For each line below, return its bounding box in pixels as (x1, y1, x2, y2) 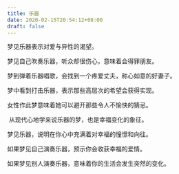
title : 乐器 (7, 10, 39, 17)
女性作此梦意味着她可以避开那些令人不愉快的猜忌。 (7, 101, 152, 109)
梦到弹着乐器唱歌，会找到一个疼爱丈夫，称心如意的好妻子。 (7, 72, 176, 80)
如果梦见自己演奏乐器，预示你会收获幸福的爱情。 (7, 145, 146, 153)
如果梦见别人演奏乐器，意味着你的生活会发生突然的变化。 (7, 160, 170, 168)
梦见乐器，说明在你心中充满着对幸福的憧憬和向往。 (7, 130, 152, 138)
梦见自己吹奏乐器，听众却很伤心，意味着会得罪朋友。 (7, 57, 158, 65)
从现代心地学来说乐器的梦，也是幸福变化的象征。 (8, 116, 148, 124)
